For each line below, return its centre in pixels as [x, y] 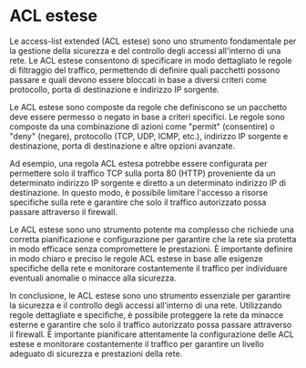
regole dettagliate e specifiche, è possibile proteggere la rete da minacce [147, 314]
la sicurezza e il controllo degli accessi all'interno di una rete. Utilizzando [146, 305]
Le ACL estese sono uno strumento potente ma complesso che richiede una [152, 230]
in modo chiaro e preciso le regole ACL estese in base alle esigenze [137, 258]
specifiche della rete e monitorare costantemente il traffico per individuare [149, 268]
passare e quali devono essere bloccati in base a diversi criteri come [138, 79]
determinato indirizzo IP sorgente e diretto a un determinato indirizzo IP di [148, 182]
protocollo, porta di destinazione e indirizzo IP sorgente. [115, 89]
